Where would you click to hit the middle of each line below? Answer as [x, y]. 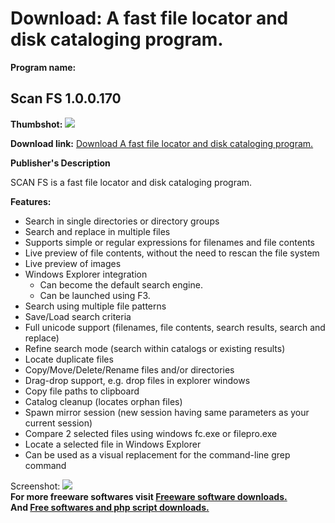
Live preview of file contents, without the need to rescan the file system [172, 253]
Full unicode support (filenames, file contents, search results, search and [175, 327]
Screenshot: [35, 486]
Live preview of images [73, 263]
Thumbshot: [36, 124]
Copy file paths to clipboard [82, 391]
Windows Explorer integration [86, 274]
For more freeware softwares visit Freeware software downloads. [149, 496]
